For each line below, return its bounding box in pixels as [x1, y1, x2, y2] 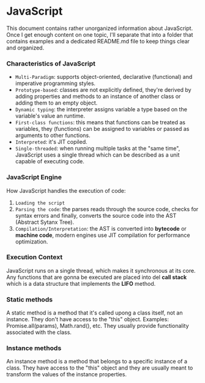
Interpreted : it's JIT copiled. [15, 138, 88, 146]
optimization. [15, 237, 48, 245]
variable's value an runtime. [15, 112, 86, 120]
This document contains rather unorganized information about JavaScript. [6, 24, 193, 32]
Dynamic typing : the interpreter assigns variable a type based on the [15, 106, 188, 113]
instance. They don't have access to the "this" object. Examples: [6, 316, 170, 323]
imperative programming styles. [15, 80, 96, 87]
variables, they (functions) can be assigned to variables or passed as [15, 125, 190, 133]
